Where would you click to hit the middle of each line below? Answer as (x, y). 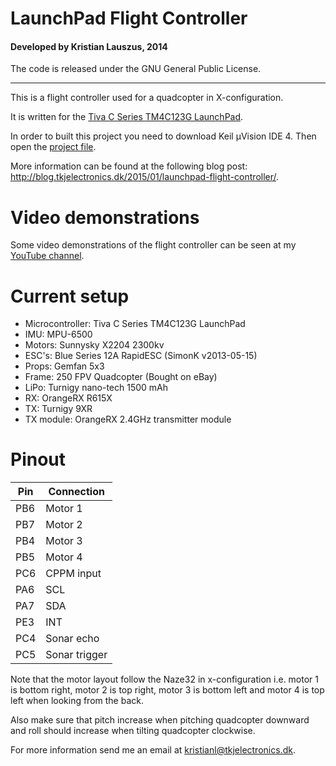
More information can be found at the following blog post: (129, 166)
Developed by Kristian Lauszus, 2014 (89, 46)
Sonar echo (72, 639)
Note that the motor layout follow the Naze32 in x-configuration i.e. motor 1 (165, 679)
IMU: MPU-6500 (58, 334)
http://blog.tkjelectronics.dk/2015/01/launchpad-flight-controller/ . (145, 177)
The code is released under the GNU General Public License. (136, 69)
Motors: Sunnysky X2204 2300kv (94, 345)
